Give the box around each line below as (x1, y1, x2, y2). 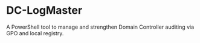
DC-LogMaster (6, 4, 83, 17)
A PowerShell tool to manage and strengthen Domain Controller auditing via (6, 23, 195, 30)
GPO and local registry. (6, 29, 64, 36)
